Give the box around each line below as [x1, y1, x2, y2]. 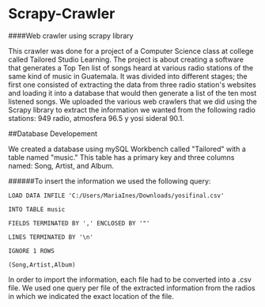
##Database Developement [8, 128, 97, 138]
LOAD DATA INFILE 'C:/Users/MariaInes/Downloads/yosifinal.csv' [8, 191, 225, 199]
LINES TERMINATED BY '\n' [8, 233, 93, 241]
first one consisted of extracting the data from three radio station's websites [8, 80, 257, 89]
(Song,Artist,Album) [8, 260, 77, 269]
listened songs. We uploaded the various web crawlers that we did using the [8, 97, 257, 106]
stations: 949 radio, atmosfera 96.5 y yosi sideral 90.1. [8, 113, 184, 123]
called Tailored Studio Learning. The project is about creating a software [8, 55, 244, 64]
